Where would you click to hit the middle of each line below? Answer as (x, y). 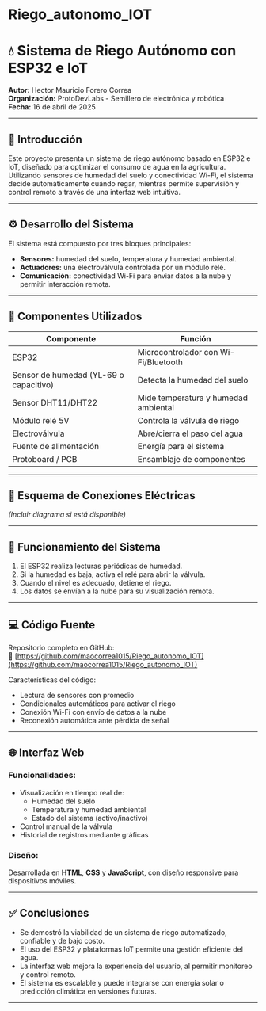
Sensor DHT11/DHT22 (55, 402)
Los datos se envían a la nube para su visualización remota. (117, 591)
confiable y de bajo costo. (62, 940)
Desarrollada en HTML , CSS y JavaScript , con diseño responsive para (123, 872)
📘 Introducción (45, 139)
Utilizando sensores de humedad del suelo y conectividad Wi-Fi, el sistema (131, 175)
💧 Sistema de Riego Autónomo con (122, 51)
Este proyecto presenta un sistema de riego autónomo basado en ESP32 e (129, 158)
